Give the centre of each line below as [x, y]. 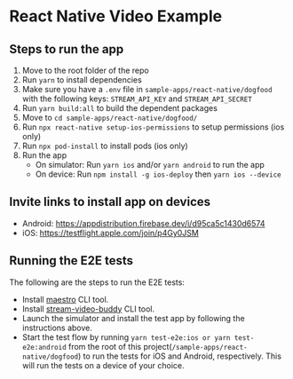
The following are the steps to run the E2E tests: [97, 282]
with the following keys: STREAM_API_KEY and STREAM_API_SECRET [137, 99]
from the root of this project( [120, 346]
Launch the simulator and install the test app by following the [134, 318]
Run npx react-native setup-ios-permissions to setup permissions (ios [153, 127]
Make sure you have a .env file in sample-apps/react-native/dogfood [147, 89]
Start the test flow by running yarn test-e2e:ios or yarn [126, 337]
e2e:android [44, 347]
